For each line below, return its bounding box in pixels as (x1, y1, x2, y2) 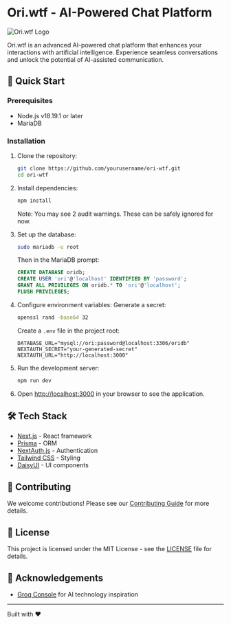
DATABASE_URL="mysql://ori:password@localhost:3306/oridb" (16, 339, 190, 346)
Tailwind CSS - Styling (16, 454, 81, 462)
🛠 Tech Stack (7, 410, 67, 422)
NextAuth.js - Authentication (16, 447, 98, 455)
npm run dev (16, 377, 52, 384)
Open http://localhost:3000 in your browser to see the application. (16, 390, 205, 398)
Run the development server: (16, 364, 100, 372)
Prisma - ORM (16, 439, 57, 447)
